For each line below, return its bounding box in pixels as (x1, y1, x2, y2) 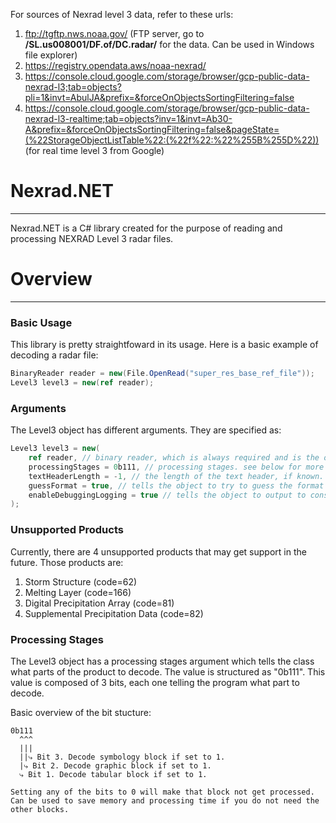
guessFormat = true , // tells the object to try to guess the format (28, 480, 325, 491)
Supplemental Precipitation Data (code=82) (24, 607, 204, 619)
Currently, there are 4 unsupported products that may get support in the (10, 545, 307, 558)
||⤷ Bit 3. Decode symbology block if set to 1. (19, 752, 226, 762)
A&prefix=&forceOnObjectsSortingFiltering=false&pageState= (24, 124, 280, 135)
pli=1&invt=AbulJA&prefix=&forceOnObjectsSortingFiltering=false (24, 92, 295, 103)
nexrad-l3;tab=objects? (24, 81, 122, 93)
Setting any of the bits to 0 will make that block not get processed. (10, 787, 315, 797)
